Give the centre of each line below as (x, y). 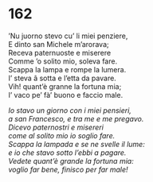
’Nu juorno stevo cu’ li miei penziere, (68, 36)
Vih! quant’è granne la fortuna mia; (65, 86)
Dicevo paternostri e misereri (56, 127)
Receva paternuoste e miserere (60, 52)
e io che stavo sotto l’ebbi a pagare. (67, 153)
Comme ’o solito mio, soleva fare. (63, 61)
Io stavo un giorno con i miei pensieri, (70, 110)
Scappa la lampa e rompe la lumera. (67, 69)
